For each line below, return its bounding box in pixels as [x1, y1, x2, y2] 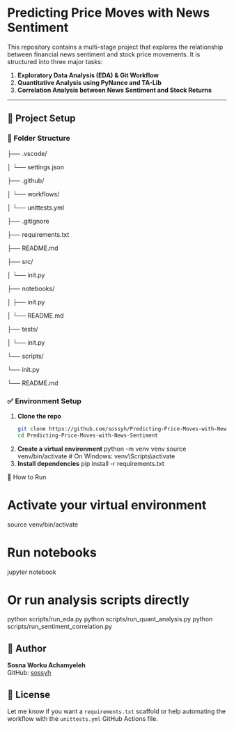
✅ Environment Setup [7, 396, 81, 405]
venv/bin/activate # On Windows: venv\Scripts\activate [17, 451, 175, 460]
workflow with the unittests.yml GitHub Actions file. [7, 715, 158, 723]
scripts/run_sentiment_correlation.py [7, 622, 113, 631]
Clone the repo [17, 412, 61, 420]
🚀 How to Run [7, 472, 47, 481]
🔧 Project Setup [7, 113, 76, 125]
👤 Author [7, 642, 47, 654]
